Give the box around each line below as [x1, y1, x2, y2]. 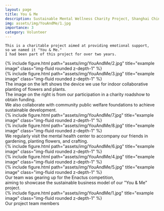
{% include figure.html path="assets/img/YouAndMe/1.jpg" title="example [5, 190, 154, 196]
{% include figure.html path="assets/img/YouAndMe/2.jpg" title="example [5, 61, 155, 66]
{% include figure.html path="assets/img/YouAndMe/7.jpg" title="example [5, 112, 154, 118]
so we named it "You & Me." [5, 47, 62, 52]
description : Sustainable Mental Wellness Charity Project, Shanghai [5, 16, 150, 21]
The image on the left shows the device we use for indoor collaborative [5, 81, 148, 87]
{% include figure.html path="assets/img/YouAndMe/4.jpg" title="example [5, 154, 155, 159]
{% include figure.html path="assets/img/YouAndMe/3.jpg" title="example [5, 71, 155, 76]
